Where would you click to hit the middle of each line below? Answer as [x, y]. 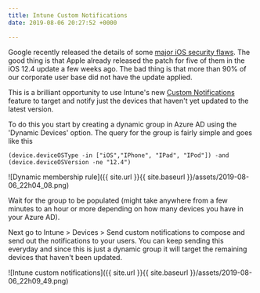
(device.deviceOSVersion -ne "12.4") [70, 162]
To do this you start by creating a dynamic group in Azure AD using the [123, 124]
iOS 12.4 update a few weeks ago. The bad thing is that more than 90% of [127, 68]
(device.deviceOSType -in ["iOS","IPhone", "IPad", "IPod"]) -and [119, 155]
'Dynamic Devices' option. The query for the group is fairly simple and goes [130, 132]
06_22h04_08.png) [38, 185]
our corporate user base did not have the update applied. [101, 77]
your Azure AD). [34, 217]
